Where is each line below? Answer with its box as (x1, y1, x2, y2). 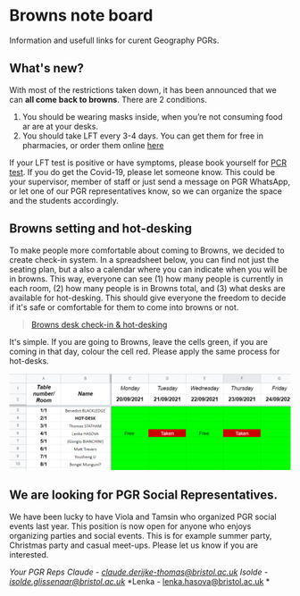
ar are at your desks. (21, 121, 98, 131)
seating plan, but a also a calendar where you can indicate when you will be (9, 264, 288, 274)
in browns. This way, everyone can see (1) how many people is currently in (9, 273, 284, 284)
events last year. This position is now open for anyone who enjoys (9, 520, 252, 532)
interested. (9, 549, 49, 559)
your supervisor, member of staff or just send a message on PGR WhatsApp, (9, 176, 291, 187)
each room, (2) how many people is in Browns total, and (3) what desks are (9, 282, 286, 293)
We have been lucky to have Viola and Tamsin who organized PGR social (9, 511, 277, 522)
